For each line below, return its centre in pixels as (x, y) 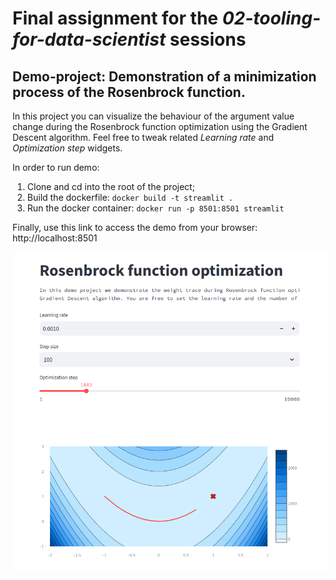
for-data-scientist (89, 39)
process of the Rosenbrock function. (129, 92)
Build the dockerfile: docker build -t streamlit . (130, 197)
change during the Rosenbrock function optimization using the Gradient (160, 126)
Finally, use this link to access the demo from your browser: (135, 227)
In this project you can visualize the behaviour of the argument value (153, 116)
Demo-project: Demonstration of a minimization (164, 76)
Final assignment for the (115, 18)
